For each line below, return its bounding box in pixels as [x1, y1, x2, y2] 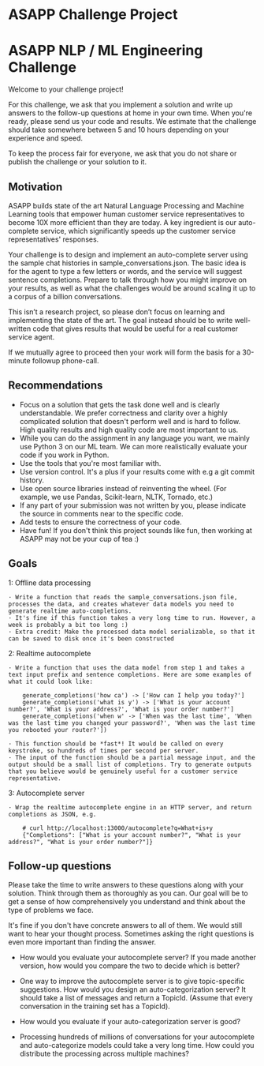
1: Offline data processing [8, 578, 91, 587]
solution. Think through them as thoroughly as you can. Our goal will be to [8, 888, 248, 898]
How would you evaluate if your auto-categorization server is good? [19, 1017, 241, 1027]
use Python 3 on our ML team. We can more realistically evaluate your [19, 441, 247, 451]
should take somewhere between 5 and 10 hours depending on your [8, 125, 230, 135]
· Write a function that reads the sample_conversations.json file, [8, 593, 238, 601]
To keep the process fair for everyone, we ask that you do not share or [8, 148, 237, 159]
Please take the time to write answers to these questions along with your [8, 880, 244, 890]
